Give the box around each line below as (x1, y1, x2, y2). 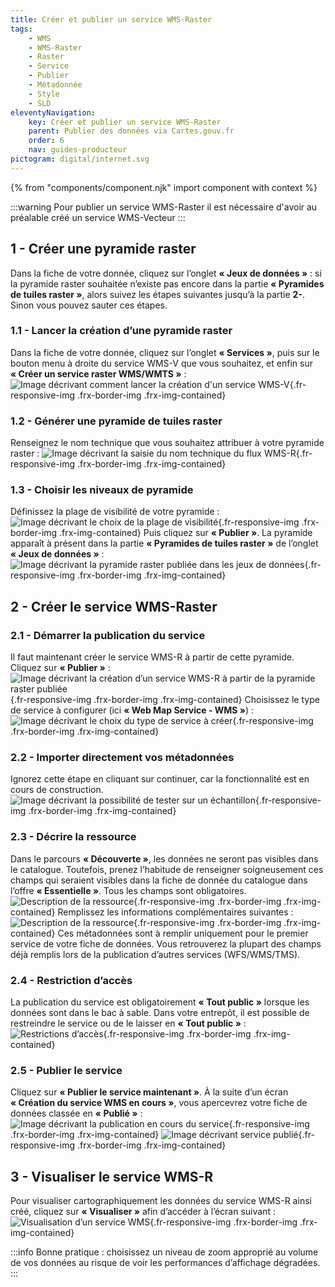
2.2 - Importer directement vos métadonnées (10, 751, 235, 765)
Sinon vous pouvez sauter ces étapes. (10, 299, 168, 311)
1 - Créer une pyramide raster (10, 241, 197, 258)
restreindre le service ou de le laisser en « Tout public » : (10, 1017, 247, 1030)
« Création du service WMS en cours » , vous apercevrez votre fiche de (10, 1097, 308, 1109)
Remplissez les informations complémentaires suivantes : (57, 906, 294, 918)
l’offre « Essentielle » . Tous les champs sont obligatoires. (10, 884, 247, 896)
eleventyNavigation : (10, 107, 97, 118)
